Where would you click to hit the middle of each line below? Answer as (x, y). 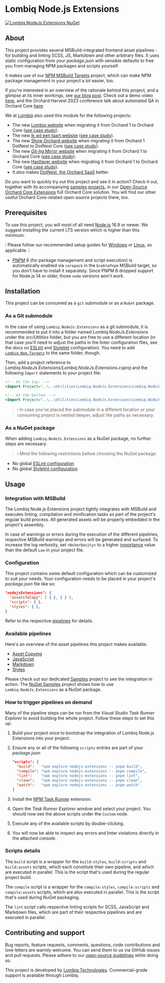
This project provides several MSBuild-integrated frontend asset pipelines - (81, 50)
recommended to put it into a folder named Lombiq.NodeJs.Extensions (77, 332)
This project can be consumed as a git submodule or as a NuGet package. (80, 303)
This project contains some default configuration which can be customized (81, 574)
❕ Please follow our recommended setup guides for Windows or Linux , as (79, 244)
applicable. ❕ (17, 250)
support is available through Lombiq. (42, 975)
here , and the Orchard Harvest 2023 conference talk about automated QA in (82, 101)
